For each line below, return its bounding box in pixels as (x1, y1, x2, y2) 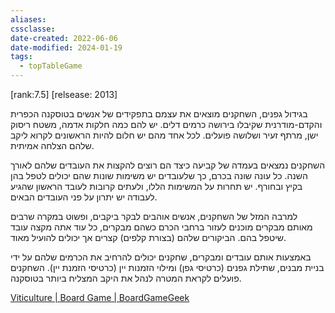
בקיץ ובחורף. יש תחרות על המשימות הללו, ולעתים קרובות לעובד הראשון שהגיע (10, 181, 303, 192)
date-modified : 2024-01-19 (10, 42, 123, 53)
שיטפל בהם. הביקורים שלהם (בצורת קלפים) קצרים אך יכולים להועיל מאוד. (10, 232, 287, 243)
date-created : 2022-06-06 (10, 33, 118, 43)
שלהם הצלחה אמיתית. (10, 140, 95, 151)
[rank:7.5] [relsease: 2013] (10, 89, 118, 100)
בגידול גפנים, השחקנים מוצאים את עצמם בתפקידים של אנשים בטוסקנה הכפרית (10, 108, 308, 120)
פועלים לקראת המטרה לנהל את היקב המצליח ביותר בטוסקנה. (10, 272, 242, 284)
